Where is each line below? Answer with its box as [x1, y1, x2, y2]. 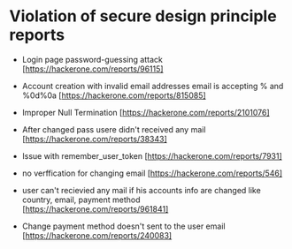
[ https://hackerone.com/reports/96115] [21, 64, 164, 74]
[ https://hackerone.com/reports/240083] [21, 230, 173, 240]
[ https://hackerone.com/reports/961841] [21, 203, 169, 214]
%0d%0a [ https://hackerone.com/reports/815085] [21, 90, 206, 101]
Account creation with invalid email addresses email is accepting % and [21, 80, 284, 91]
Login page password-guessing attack [21, 54, 164, 64]
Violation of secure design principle [9, 6, 277, 26]
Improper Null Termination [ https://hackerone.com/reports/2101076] [21, 107, 270, 117]
